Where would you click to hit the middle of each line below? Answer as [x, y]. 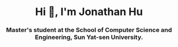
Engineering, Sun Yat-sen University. [89, 37]
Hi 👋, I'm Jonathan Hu [89, 12]
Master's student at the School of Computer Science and [89, 30]
